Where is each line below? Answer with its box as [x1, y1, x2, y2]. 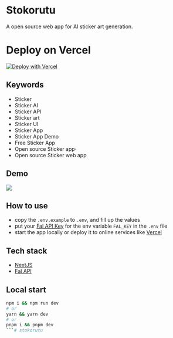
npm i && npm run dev [6, 300, 59, 306]
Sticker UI [14, 120, 39, 127]
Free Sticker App [14, 139, 56, 146]
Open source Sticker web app [14, 151, 87, 158]
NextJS [14, 262, 33, 269]
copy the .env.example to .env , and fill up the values [14, 217, 141, 224]
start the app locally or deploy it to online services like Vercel [14, 229, 162, 236]
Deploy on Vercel [6, 43, 91, 57]
